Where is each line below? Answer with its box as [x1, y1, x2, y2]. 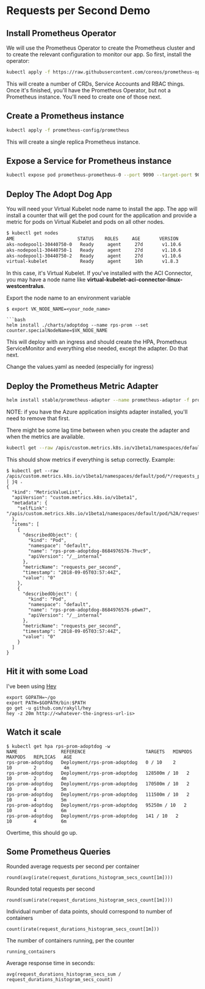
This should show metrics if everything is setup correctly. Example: [6, 456, 175, 463]
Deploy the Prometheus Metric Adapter [6, 380, 159, 391]
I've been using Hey [6, 683, 57, 690]
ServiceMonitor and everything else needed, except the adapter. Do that [6, 345, 188, 352]
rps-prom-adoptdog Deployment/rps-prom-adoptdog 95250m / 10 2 [6, 802, 187, 808]
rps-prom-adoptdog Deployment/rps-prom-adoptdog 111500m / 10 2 [6, 791, 190, 798]
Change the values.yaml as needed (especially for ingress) [6, 363, 154, 371]
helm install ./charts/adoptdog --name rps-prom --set [6, 322, 149, 328]
